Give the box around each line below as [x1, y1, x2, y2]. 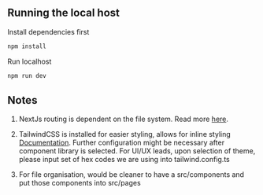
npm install [7, 42, 46, 50]
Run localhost [7, 57, 52, 66]
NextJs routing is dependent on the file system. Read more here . [18, 114, 229, 124]
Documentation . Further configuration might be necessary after [18, 138, 225, 148]
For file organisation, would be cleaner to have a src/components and [18, 170, 245, 179]
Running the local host [7, 6, 120, 20]
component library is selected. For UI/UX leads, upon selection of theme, [18, 146, 256, 156]
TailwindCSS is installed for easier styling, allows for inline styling [18, 130, 232, 139]
